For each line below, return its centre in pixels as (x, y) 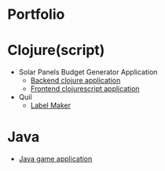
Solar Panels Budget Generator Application (88, 72)
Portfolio (36, 15)
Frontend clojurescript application (85, 89)
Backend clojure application (75, 81)
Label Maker (51, 106)
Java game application (55, 159)
